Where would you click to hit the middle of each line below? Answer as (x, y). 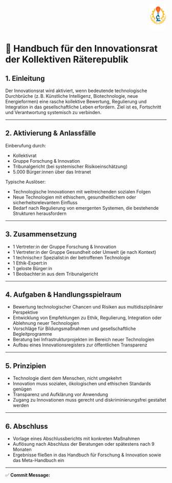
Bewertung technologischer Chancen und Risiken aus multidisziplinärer (88, 307)
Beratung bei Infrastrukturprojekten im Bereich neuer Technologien (83, 340)
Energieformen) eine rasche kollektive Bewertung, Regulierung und (76, 102)
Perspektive (25, 312)
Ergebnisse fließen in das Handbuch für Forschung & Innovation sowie (87, 455)
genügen (22, 389)
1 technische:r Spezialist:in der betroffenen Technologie (71, 257)
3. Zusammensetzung (41, 234)
